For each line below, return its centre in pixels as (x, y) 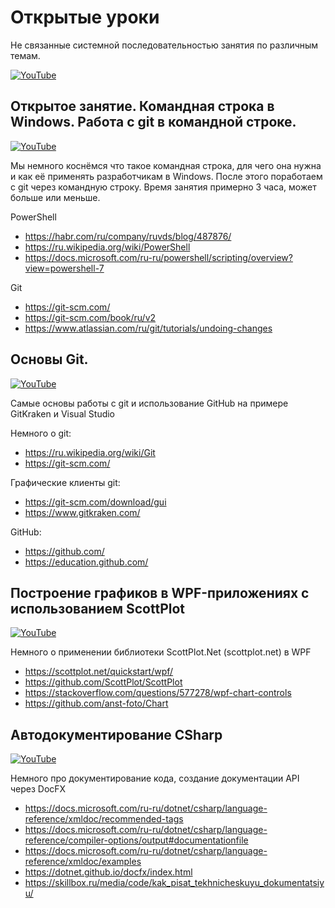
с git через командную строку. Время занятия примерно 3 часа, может (163, 187)
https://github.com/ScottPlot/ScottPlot (103, 682)
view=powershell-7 (64, 268)
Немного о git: (41, 433)
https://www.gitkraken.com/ (82, 512)
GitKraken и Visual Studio (63, 413)
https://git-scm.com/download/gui (95, 502)
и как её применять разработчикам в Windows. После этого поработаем (166, 176)
